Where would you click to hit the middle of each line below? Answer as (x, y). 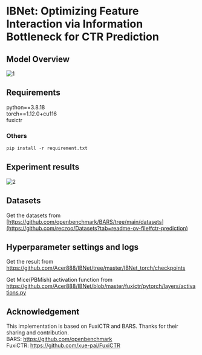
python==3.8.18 (26, 107)
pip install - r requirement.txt (47, 148)
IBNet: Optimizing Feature (73, 11)
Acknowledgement (43, 312)
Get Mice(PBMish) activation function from (60, 280)
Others (17, 135)
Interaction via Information (75, 24)
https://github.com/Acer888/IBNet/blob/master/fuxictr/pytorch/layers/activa (101, 286)
